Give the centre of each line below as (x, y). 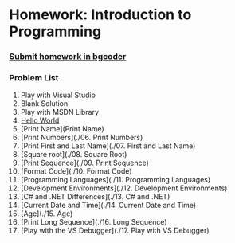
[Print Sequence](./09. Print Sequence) (85, 163)
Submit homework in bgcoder (68, 57)
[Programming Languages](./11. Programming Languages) (116, 180)
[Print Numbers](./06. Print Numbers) (82, 138)
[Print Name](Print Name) (62, 129)
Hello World (40, 120)
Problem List (34, 78)
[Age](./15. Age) (47, 214)
